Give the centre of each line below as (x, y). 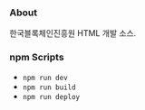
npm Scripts (37, 58)
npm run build (49, 87)
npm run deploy (51, 96)
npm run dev (45, 78)
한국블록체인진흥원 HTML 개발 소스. (73, 33)
